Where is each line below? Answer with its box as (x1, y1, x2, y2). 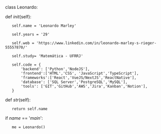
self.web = (11, 41, 35, 45)
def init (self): (5, 14, 31, 19)
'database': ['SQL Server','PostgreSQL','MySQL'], (20, 80, 128, 85)
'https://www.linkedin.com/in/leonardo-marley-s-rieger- (36, 41, 157, 45)
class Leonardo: (5, 4, 38, 10)
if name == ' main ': (5, 115, 43, 121)
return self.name (11, 106, 48, 111)
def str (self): (5, 97, 31, 103)
